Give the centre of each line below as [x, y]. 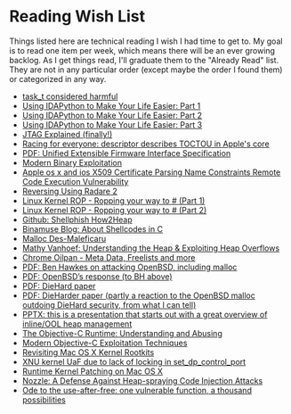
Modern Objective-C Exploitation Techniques [105, 343]
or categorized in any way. [58, 79]
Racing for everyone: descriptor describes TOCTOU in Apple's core [145, 144]
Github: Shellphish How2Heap [77, 219]
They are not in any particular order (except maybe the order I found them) [146, 70]
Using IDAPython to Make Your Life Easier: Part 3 [112, 124]
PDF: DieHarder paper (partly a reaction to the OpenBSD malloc [138, 295]
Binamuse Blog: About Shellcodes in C [92, 228]
